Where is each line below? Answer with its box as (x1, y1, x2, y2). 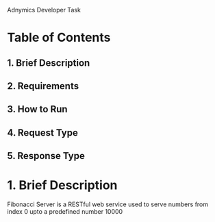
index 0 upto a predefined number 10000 (7, 208, 123, 216)
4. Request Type (7, 127, 79, 138)
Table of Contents (7, 30, 111, 45)
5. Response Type (7, 150, 86, 162)
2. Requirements (7, 80, 79, 92)
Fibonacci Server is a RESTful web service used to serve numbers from (7, 200, 209, 208)
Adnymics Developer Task (7, 6, 81, 14)
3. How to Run (7, 103, 68, 115)
